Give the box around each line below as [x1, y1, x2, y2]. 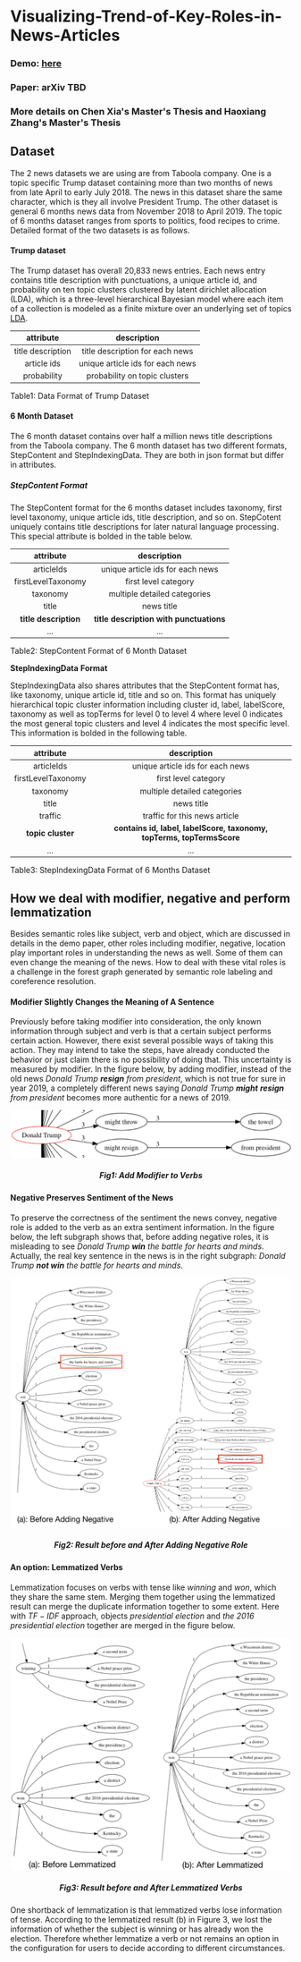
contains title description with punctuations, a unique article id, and [10, 275, 257, 285]
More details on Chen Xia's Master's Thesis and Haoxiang [10, 105, 267, 117]
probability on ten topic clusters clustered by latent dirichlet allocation [10, 284, 267, 294]
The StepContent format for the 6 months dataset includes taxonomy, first [10, 502, 282, 513]
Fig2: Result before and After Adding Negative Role [54, 1539, 248, 1550]
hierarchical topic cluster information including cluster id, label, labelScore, [10, 700, 285, 710]
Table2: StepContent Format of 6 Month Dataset [10, 646, 188, 657]
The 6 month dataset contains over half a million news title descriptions [10, 430, 273, 441]
